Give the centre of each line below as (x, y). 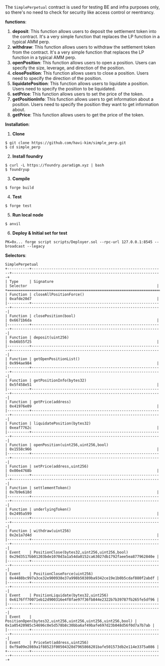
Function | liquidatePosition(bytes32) (50, 423)
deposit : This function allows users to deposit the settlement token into (84, 31)
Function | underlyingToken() (40, 509)
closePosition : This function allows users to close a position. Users (80, 73)
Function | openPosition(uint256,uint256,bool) (59, 445)
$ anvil (13, 224)
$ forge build (20, 188)
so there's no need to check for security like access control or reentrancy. (80, 12)
